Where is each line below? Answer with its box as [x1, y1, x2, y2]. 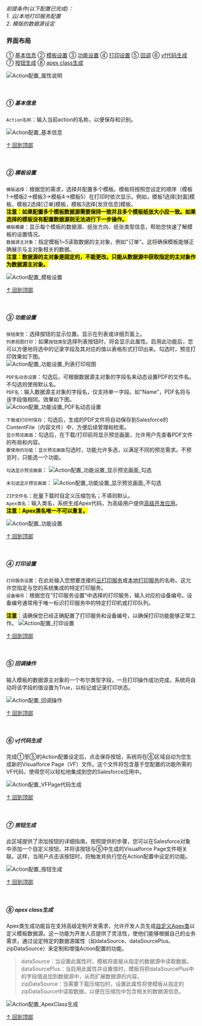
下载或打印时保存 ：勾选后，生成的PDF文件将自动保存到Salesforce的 [6, 416, 168, 423]
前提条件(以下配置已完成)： [6, 5, 74, 13]
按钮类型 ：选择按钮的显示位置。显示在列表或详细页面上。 [6, 330, 145, 338]
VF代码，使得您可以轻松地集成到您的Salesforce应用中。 [6, 768, 145, 776]
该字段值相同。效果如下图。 [6, 395, 75, 403]
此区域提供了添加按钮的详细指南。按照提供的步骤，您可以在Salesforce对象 [6, 838, 191, 845]
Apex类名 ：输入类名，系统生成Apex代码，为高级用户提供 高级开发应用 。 [6, 499, 182, 507]
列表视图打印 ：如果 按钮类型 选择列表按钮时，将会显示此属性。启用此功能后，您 [6, 338, 194, 345]
